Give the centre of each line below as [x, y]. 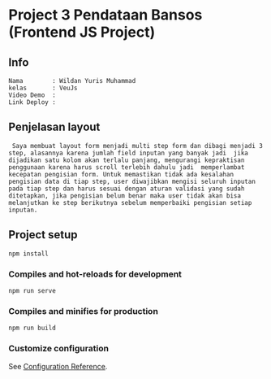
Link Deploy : [32, 102]
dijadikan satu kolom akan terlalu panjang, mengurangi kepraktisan [127, 160]
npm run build [32, 328]
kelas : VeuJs [43, 88]
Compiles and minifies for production [83, 311]
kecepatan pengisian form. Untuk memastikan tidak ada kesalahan [121, 174]
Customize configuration [59, 349]
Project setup [43, 235]
